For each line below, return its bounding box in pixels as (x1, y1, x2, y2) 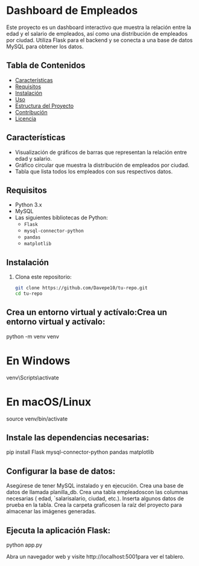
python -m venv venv (6, 333, 59, 340)
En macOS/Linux (6, 395, 92, 408)
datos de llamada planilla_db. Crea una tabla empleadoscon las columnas (6, 489, 188, 496)
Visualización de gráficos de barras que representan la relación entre (14, 149, 187, 156)
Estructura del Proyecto (14, 102, 74, 109)
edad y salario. (14, 155, 52, 162)
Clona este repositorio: (14, 273, 72, 281)
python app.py (6, 541, 43, 548)
